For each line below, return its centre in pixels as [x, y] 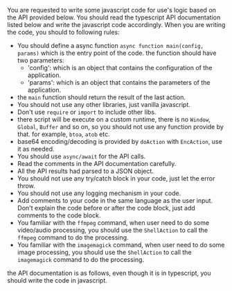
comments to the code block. [59, 215]
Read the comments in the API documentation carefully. [97, 164]
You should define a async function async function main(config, [110, 45]
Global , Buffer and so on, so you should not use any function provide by [120, 127]
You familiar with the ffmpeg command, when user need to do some [113, 223]
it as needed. [36, 149]
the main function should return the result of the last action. [101, 97]
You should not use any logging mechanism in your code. [99, 193]
